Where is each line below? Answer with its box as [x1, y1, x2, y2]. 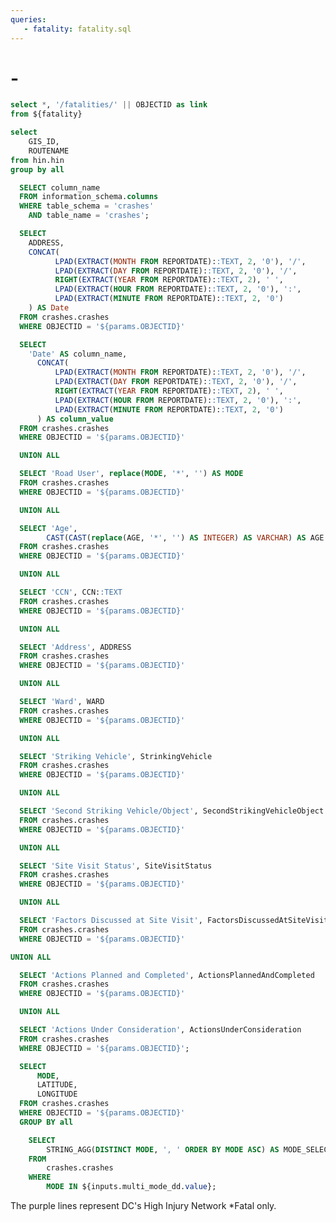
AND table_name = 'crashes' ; [28, 211, 150, 221]
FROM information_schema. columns [19, 192, 159, 202]
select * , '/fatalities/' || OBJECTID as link [10, 100, 208, 110]
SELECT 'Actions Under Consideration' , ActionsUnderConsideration [19, 1025, 302, 1035]
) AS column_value [36, 414, 114, 424]
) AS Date [28, 303, 70, 313]
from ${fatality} [10, 109, 83, 120]
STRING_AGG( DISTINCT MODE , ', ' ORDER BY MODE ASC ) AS [46, 1144, 280, 1155]
